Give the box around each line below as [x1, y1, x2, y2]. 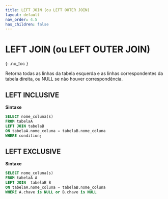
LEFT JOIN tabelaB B [5, 180, 51, 185]
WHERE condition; [5, 133, 42, 138]
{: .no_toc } [5, 61, 29, 67]
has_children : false [5, 21, 49, 27]
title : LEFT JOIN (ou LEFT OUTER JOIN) [5, 7, 90, 13]
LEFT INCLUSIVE [5, 90, 60, 99]
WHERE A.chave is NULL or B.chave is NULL [5, 189, 97, 194]
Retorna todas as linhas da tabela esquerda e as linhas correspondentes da [5, 70, 163, 77]
